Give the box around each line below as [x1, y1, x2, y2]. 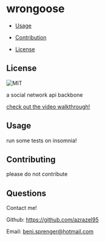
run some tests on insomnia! [6, 136, 77, 144]
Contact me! [6, 204, 38, 212]
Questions [6, 188, 47, 198]
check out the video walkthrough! [6, 103, 90, 110]
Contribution [15, 33, 47, 41]
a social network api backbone [6, 91, 83, 99]
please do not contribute [6, 170, 68, 178]
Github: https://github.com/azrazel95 [6, 216, 99, 223]
